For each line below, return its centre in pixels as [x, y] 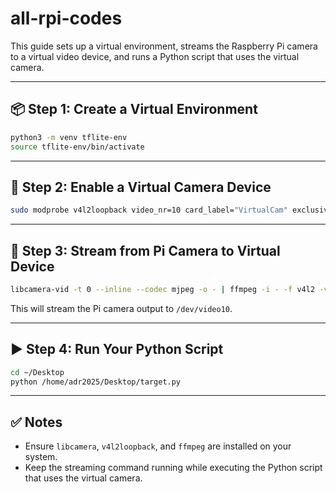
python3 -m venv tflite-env [69, 137]
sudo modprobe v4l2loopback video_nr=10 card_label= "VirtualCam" [149, 210]
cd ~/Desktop [37, 372]
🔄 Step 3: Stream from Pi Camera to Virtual [145, 250]
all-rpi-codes [66, 18]
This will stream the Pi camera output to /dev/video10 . [121, 308]
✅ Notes [36, 422]
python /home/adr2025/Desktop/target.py [96, 382]
